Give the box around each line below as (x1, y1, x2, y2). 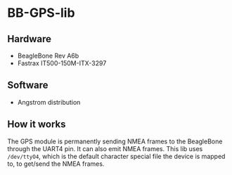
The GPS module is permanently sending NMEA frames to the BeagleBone (7, 137, 223, 145)
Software (7, 79, 49, 91)
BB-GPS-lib (7, 5, 75, 21)
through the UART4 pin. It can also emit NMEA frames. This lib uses (7, 144, 203, 153)
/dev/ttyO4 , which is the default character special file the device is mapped (7, 152, 226, 160)
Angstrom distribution (17, 98, 81, 106)
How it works (7, 118, 66, 131)
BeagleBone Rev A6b (17, 51, 79, 60)
